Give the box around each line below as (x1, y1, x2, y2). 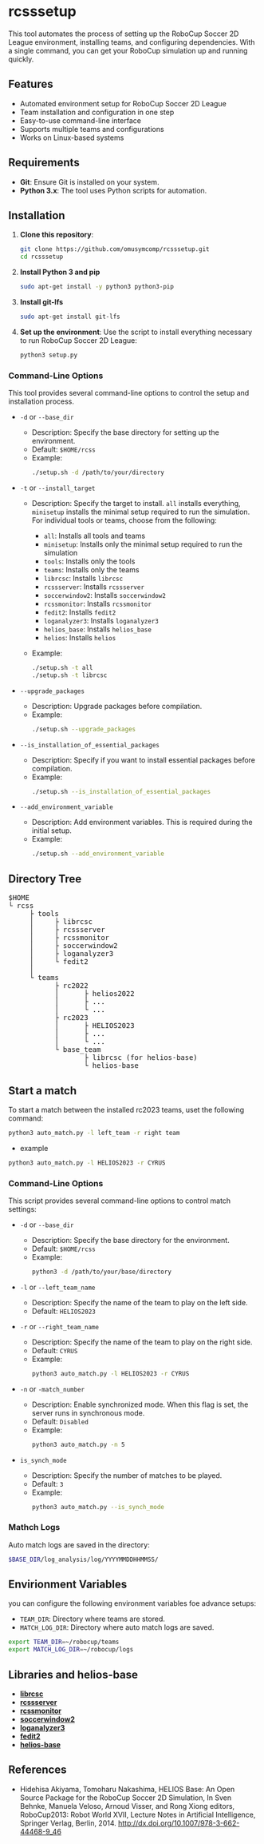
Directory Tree (8, 872, 82, 886)
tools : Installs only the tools (43, 556, 136, 566)
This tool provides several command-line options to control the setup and (8, 388, 250, 398)
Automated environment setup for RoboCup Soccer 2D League (19, 98, 227, 108)
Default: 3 (31, 1479, 64, 1488)
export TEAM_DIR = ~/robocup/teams (8, 1638, 120, 1647)
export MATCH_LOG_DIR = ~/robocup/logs (8, 1646, 134, 1654)
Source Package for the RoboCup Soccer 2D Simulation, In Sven (19, 1793, 232, 1802)
